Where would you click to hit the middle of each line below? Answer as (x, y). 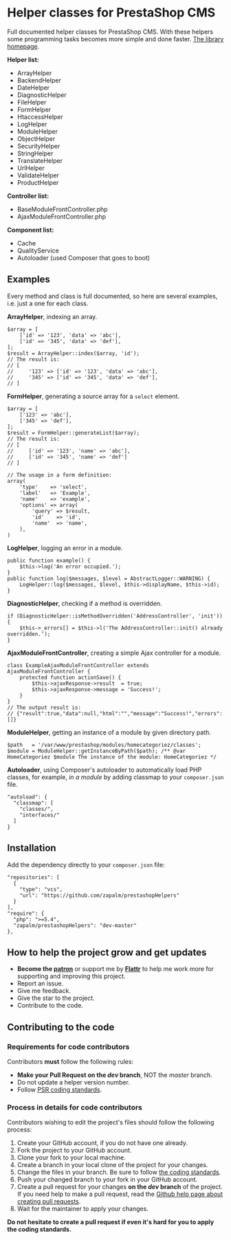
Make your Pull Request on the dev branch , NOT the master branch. (115, 1075)
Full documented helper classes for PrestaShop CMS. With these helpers (110, 32)
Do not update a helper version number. (74, 1083)
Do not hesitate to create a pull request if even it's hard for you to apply (111, 1222)
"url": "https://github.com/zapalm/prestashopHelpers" (100, 895)
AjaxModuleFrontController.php (62, 216)
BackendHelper (39, 80)
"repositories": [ (33, 877)
